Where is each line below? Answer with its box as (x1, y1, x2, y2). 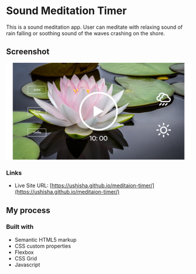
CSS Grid (14, 255, 37, 262)
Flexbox (14, 248, 34, 256)
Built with (6, 223, 34, 231)
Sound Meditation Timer (6, 4, 127, 18)
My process (6, 205, 50, 215)
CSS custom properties (14, 242, 72, 249)
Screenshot (6, 47, 50, 57)
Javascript (14, 261, 40, 268)
